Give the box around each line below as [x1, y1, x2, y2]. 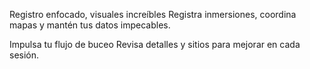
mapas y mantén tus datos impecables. [9, 19, 171, 31]
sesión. [9, 49, 40, 61]
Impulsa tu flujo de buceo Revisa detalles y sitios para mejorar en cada [9, 39, 301, 50]
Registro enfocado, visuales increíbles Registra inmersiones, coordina [9, 9, 297, 20]
